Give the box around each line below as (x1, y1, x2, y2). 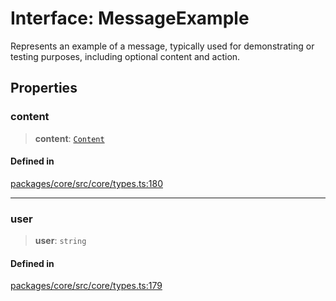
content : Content (34, 132, 105, 144)
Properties (10, 80, 78, 97)
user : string (34, 235, 87, 247)
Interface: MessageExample (10, 7, 250, 30)
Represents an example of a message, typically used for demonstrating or (10, 40, 315, 52)
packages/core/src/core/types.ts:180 (10, 177, 163, 189)
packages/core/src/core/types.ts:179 (10, 280, 163, 292)
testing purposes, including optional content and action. (10, 50, 241, 62)
